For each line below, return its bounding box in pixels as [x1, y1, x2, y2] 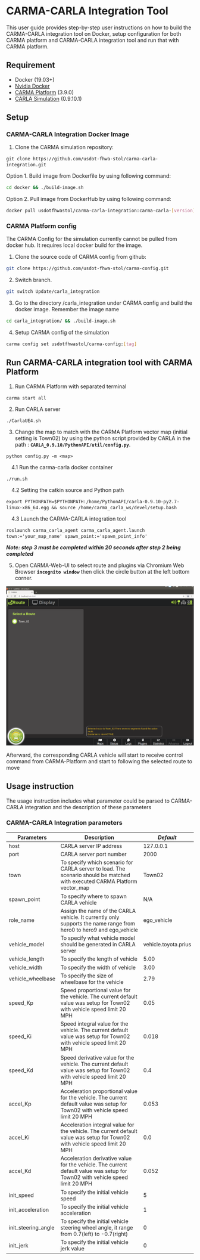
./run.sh [6, 476, 28, 482]
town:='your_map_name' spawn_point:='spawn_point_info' [6, 533, 148, 539]
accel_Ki [8, 1134, 30, 1141]
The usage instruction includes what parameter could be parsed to [6, 797, 170, 804]
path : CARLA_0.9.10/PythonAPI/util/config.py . [14, 441, 131, 448]
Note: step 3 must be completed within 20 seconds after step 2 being [6, 544, 181, 551]
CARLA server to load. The [60, 865, 126, 872]
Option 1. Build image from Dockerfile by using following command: [6, 172, 171, 179]
